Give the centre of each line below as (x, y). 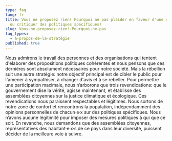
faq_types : (17, 34)
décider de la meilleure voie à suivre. (44, 134)
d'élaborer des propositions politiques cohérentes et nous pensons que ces (85, 63)
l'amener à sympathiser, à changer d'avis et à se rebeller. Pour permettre (82, 79)
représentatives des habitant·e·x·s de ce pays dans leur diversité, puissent (83, 128)
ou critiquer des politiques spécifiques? (56, 24)
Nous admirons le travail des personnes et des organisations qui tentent (81, 58)
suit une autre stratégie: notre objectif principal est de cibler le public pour (84, 74)
